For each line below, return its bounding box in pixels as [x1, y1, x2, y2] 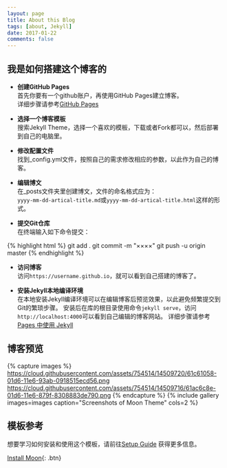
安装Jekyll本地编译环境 [17, 286, 84, 294]
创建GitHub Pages [17, 82, 70, 90]
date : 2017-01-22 [7, 29, 57, 37]
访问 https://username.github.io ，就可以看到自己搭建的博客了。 [17, 271, 200, 280]
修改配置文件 [17, 146, 54, 155]
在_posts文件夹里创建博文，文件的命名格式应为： [17, 187, 157, 195]
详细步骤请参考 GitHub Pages [17, 99, 99, 108]
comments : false [7, 36, 54, 43]
